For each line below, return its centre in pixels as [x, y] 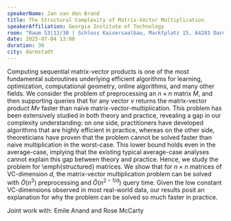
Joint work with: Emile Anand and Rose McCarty [76, 210]
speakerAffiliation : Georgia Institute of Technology [86, 26]
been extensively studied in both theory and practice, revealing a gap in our [114, 115]
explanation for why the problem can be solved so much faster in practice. [112, 197]
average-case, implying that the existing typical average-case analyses [108, 151]
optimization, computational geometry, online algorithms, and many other [111, 86]
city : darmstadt [30, 52]
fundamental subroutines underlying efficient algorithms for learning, [105, 78]
